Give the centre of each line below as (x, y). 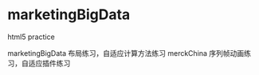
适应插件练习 (49, 63)
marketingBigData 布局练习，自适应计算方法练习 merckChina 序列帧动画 (126, 53)
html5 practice (31, 37)
